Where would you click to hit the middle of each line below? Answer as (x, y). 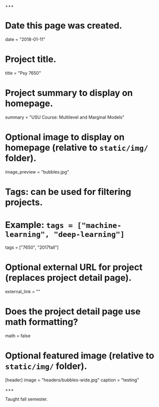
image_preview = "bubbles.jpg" (37, 172)
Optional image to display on (65, 137)
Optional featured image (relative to (80, 355)
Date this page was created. (64, 26)
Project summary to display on (69, 93)
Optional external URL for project (74, 267)
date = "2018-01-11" (25, 39)
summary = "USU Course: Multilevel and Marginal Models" (65, 117)
